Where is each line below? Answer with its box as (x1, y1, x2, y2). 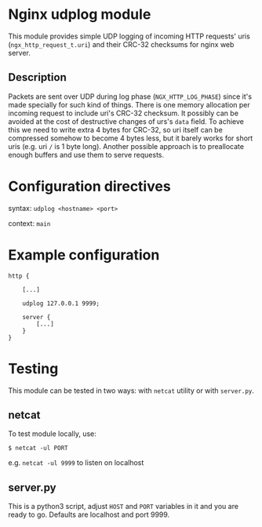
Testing (8, 359, 59, 377)
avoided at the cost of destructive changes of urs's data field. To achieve (8, 116, 245, 126)
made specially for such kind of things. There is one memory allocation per (8, 100, 251, 109)
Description (8, 71, 67, 84)
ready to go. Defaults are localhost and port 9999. (8, 510, 170, 519)
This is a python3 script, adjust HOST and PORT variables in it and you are (8, 502, 239, 511)
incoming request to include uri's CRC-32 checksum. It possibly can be (8, 108, 239, 118)
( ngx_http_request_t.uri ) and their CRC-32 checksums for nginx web (8, 39, 235, 49)
